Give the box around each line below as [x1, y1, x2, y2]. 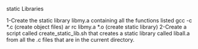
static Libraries [6, 5, 44, 12]
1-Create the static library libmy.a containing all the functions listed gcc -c [6, 17, 193, 24]
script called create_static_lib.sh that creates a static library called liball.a [6, 30, 190, 37]
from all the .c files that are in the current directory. [6, 36, 135, 43]
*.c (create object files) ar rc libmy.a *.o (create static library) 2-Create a [6, 24, 187, 30]
